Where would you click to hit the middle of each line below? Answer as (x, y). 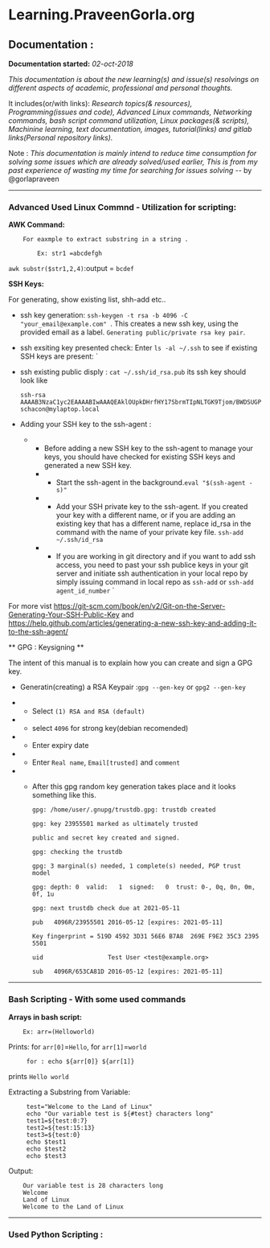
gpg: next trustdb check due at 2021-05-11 (106, 909)
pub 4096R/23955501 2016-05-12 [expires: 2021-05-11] (127, 922)
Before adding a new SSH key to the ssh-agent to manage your (148, 449)
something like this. (64, 795)
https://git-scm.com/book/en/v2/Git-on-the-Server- (139, 606)
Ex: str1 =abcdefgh (70, 254)
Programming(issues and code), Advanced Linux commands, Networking (130, 112)
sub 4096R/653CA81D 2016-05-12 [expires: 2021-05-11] (127, 972)
